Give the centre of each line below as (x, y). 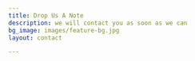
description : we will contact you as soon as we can (98, 23)
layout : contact (35, 38)
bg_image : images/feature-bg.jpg (64, 30)
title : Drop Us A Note (46, 15)
